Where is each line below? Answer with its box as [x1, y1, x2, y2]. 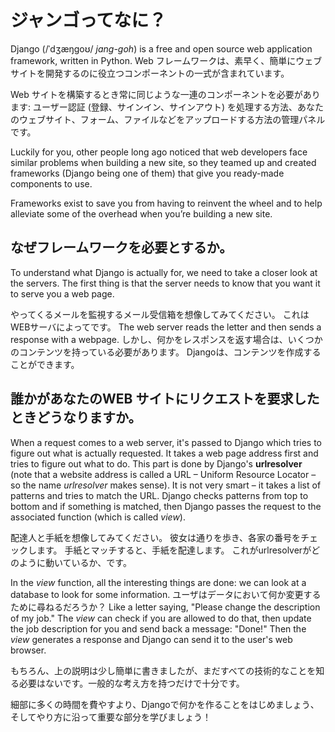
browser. [10, 644, 47, 656]
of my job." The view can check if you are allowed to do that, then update [10, 612, 312, 624]
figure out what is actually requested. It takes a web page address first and [10, 447, 319, 459]
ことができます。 [10, 358, 80, 370]
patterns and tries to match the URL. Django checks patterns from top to [10, 489, 309, 501]
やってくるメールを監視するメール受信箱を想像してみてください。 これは [10, 308, 310, 320]
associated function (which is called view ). [10, 511, 186, 523]
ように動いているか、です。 [18, 556, 132, 568]
